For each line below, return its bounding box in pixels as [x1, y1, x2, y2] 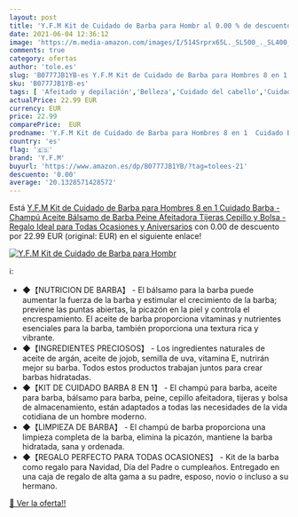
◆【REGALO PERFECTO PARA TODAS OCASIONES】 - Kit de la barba [21, 452, 279, 463]
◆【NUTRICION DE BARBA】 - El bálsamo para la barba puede [21, 285, 255, 296]
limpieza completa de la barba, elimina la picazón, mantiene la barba [21, 432, 273, 442]
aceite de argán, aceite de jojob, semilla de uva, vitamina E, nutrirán [21, 353, 270, 364]
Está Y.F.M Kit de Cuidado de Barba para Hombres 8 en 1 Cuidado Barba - [9, 203, 280, 213]
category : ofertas [9, 54, 77, 63]
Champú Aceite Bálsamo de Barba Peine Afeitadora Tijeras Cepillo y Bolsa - [9, 212, 286, 223]
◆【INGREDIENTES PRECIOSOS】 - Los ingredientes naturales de [21, 343, 266, 354]
